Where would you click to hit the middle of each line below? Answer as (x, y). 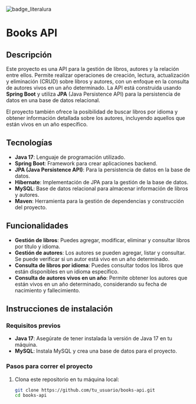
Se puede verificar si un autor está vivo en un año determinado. (92, 259)
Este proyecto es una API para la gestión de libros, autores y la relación (93, 69)
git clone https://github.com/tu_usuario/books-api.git (85, 390)
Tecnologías (29, 143)
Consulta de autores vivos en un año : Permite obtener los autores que (101, 278)
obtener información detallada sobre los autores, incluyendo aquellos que (96, 118)
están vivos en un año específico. (47, 124)
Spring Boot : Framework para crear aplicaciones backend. (86, 163)
